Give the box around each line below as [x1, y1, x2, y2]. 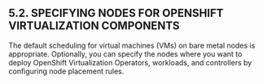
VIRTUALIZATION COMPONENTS [8, 19, 181, 33]
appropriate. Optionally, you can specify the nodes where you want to [8, 48, 243, 59]
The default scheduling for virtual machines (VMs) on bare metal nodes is [8, 40, 256, 50]
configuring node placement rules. [8, 66, 125, 76]
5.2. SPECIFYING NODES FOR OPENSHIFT [8, 6, 224, 20]
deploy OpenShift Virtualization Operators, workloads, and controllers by [8, 57, 252, 67]
